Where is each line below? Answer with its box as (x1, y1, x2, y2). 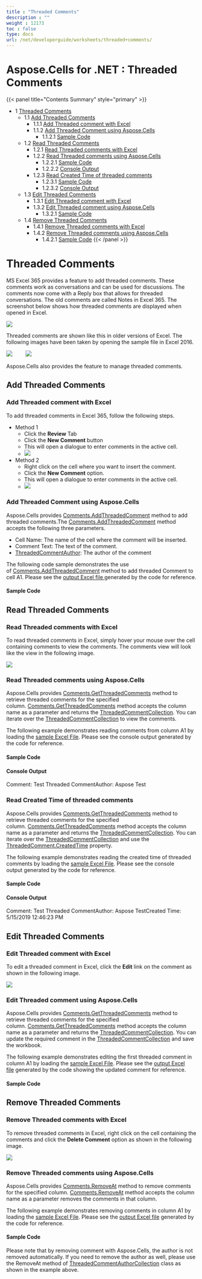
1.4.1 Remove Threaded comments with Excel (33, 223, 145, 230)
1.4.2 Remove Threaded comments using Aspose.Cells (33, 229, 169, 236)
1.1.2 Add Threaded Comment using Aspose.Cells (33, 126, 156, 133)
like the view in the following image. (6, 650, 95, 657)
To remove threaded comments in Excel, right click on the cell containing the (6, 1129, 197, 1136)
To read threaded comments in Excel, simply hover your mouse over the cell (6, 636, 195, 644)
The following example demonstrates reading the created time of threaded (6, 853, 191, 861)
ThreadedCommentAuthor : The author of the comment (14, 549, 152, 556)
